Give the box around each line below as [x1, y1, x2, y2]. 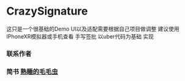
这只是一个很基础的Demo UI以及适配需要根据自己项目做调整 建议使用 [6, 25, 180, 32]
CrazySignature [6, 4, 89, 18]
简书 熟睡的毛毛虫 [6, 67, 58, 76]
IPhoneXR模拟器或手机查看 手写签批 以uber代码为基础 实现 [6, 32, 154, 40]
